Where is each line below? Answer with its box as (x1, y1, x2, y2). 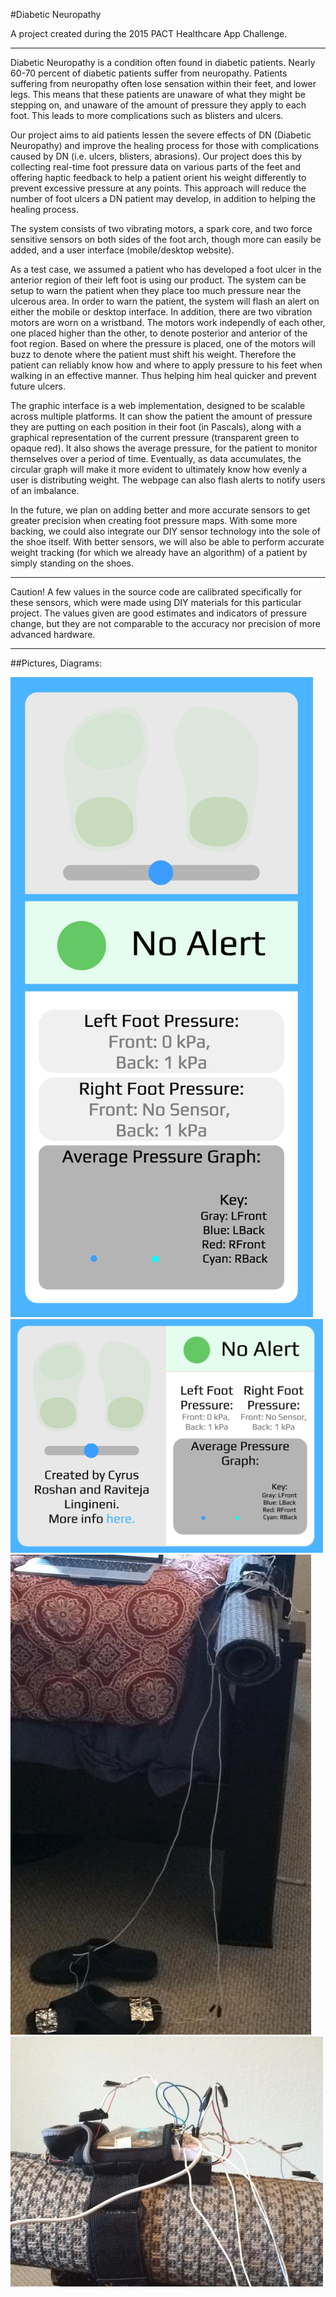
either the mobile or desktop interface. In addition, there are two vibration (10, 306, 313, 318)
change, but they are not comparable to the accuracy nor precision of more (10, 618, 321, 629)
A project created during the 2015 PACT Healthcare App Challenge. (10, 28, 288, 39)
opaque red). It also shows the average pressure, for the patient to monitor (10, 442, 318, 454)
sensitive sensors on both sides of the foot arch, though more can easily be (10, 234, 322, 245)
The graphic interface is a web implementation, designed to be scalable (10, 400, 306, 411)
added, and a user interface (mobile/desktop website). (10, 244, 235, 256)
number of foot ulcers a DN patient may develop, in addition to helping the (10, 193, 316, 204)
